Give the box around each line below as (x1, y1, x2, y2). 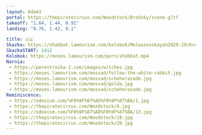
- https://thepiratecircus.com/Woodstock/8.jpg (8, 103, 130, 109)
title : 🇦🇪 (6, 37, 34, 43)
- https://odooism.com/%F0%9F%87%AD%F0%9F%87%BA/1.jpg (8, 98, 149, 104)
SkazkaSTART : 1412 (6, 47, 52, 54)
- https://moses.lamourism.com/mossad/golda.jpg (8, 81, 133, 87)
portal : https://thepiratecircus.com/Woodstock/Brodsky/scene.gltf (6, 14, 179, 20)
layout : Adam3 (6, 8, 42, 15)
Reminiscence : (6, 92, 42, 98)
